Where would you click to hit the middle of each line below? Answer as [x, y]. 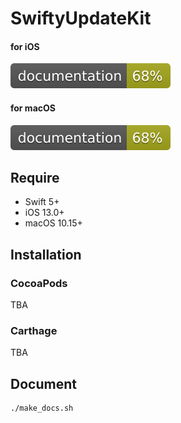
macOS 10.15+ [53, 223]
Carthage [34, 331]
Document [43, 383]
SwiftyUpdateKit [81, 18]
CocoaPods [39, 283]
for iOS [25, 46]
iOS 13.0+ [44, 213]
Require [35, 177]
